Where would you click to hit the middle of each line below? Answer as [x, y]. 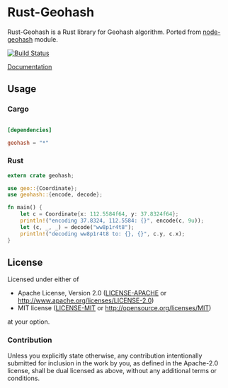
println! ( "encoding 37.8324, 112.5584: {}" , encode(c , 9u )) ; [112, 221]
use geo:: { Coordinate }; [42, 188]
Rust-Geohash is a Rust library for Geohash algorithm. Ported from [104, 32]
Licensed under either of [43, 279]
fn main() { [25, 208]
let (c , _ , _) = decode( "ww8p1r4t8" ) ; [77, 227]
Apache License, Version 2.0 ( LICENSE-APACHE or [92, 293]
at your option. [29, 322]
